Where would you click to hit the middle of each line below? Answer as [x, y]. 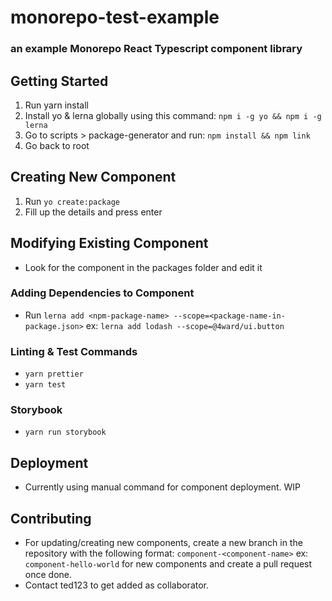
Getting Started [59, 81]
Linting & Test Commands [74, 351]
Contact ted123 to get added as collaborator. [117, 585]
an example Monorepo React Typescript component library [156, 49]
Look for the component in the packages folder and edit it [143, 267]
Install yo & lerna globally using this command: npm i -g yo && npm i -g [173, 115]
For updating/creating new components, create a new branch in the [163, 543]
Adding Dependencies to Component [102, 293]
